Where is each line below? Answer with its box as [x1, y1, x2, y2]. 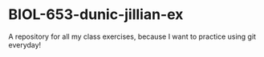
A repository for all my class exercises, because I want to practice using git [8, 32, 257, 41]
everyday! [8, 40, 42, 49]
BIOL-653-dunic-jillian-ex [8, 6, 184, 24]
